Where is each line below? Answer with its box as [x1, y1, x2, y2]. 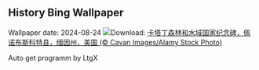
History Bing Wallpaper [8, 6, 124, 19]
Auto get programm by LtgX [8, 53, 98, 62]
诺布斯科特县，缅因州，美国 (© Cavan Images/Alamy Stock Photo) [8, 37, 223, 47]
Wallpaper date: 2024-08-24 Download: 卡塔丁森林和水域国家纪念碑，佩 [8, 27, 251, 37]
